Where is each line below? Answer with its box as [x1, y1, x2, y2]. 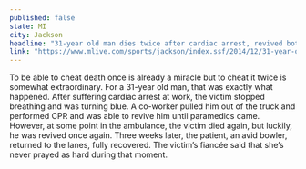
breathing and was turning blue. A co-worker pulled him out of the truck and [9, 101, 296, 112]
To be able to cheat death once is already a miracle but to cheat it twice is [9, 72, 287, 83]
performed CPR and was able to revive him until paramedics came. [9, 111, 260, 122]
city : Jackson [9, 30, 64, 39]
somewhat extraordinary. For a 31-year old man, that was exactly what [9, 82, 273, 93]
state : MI [9, 22, 47, 31]
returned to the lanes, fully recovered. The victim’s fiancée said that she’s [9, 140, 284, 151]
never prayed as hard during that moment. [9, 149, 168, 160]
